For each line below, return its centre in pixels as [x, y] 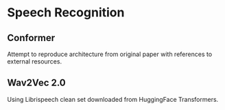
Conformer [31, 38]
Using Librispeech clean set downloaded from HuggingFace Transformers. [113, 99]
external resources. [35, 61]
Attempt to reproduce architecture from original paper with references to [110, 54]
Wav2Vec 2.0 [37, 83]
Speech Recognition [66, 13]
